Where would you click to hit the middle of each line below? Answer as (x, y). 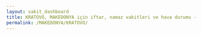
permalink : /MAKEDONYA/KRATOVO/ (47, 23)
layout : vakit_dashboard (38, 12)
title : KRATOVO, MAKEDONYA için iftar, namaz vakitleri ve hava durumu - (102, 17)
